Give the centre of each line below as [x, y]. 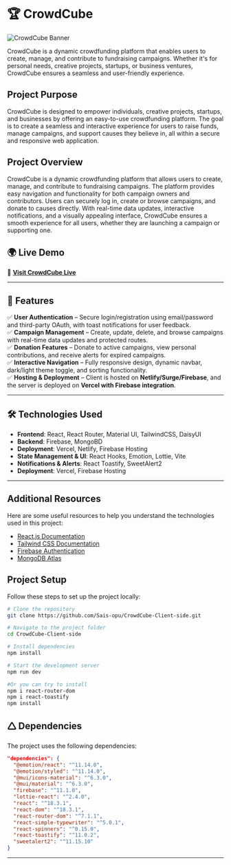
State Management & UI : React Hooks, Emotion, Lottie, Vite [101, 456]
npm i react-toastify [38, 697]
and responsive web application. [53, 140]
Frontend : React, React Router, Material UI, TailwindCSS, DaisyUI [109, 434]
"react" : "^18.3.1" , [43, 804]
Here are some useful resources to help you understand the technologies [111, 515]
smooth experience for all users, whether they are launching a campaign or [113, 222]
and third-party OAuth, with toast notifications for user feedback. [99, 325]
